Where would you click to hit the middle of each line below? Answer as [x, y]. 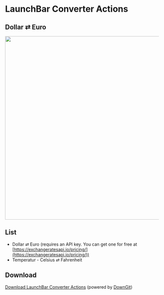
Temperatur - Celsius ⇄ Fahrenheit [47, 260]
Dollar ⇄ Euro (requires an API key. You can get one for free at [75, 244]
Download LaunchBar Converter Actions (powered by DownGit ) [69, 287]
